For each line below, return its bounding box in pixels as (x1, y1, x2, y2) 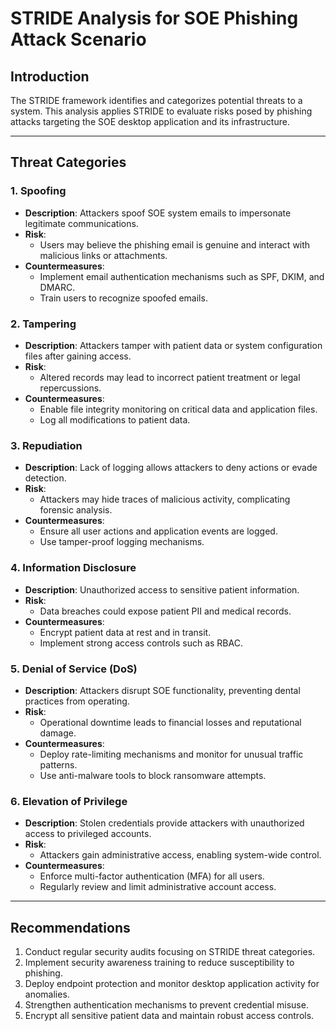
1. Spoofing (10, 184, 67, 198)
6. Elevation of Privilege (10, 794, 128, 808)
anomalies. (24, 988, 70, 1000)
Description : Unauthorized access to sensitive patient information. (24, 583, 300, 596)
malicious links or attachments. (39, 249, 168, 261)
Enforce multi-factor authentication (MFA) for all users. (39, 870, 265, 882)
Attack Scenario (10, 28, 147, 51)
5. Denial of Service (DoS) (10, 662, 138, 676)
